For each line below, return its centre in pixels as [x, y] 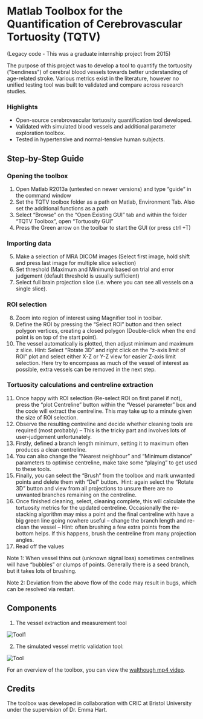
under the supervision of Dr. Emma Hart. [57, 710]
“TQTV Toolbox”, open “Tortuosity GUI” [64, 221]
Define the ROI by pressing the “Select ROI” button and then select [98, 324]
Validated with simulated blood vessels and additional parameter [96, 127]
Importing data [29, 243]
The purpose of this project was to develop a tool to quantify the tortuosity [100, 65]
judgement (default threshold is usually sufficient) [77, 276]
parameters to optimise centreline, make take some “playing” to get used [106, 463]
